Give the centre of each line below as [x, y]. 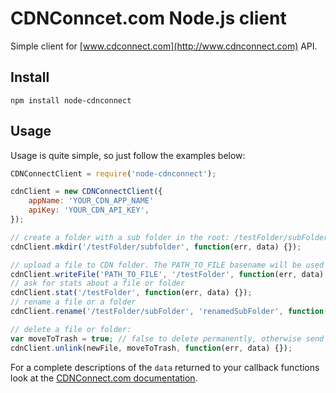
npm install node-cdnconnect [71, 100]
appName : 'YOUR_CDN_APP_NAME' [91, 201]
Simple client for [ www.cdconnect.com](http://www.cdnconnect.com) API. [164, 46]
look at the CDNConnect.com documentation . [104, 378]
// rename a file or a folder [73, 302]
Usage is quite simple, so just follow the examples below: [128, 155]
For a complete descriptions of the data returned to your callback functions [165, 367]
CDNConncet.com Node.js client [148, 18]
